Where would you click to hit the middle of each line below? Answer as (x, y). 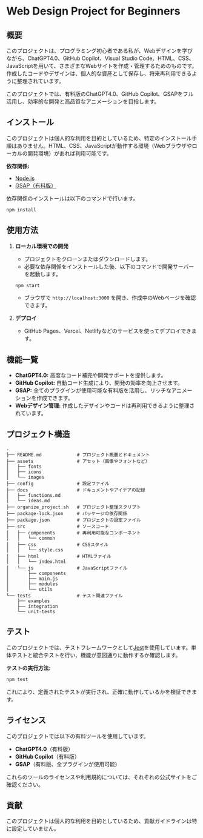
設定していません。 (35, 829)
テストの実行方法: (28, 668)
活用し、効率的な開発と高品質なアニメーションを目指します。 (83, 101)
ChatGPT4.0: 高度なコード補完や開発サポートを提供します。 (91, 375)
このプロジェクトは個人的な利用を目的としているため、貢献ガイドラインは (99, 821)
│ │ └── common (31, 538)
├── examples (34, 601)
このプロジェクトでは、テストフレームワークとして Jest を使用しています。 (99, 647)
